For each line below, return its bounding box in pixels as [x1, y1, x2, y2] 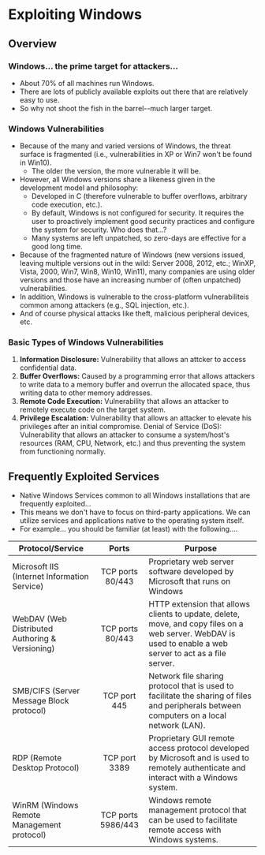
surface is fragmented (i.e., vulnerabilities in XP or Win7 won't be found [19, 150, 252, 159]
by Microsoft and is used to [148, 752, 250, 764]
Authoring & [12, 633, 57, 644]
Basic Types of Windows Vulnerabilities [8, 337, 164, 348]
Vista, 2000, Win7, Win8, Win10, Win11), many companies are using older [19, 267, 256, 277]
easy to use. [19, 95, 60, 104]
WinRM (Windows [12, 800, 79, 811]
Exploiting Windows [8, 6, 142, 24]
